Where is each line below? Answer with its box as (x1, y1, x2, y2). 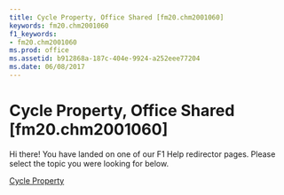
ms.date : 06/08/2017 (9, 63, 86, 72)
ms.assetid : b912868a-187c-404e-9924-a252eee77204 (9, 54, 201, 63)
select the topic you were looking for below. (9, 158, 170, 168)
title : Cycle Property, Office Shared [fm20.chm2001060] (9, 12, 225, 22)
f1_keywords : (9, 29, 58, 38)
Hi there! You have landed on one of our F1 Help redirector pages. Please (9, 148, 276, 160)
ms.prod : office (9, 46, 69, 55)
